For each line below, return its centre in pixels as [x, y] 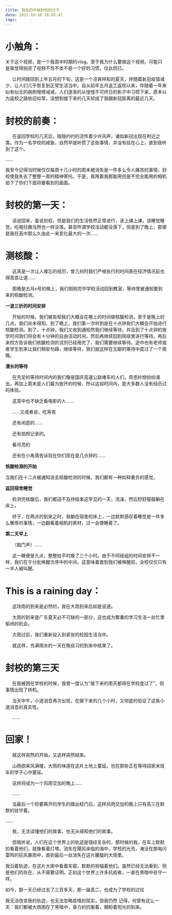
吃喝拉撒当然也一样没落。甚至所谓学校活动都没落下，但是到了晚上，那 [88, 227]
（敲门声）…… [27, 545]
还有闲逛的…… [27, 423]
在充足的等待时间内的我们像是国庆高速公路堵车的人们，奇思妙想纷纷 [84, 377]
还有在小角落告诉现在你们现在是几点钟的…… [59, 455]
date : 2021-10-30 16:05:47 [34, 15]
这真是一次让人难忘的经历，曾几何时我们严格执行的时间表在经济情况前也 [88, 271]
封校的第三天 [33, 668]
